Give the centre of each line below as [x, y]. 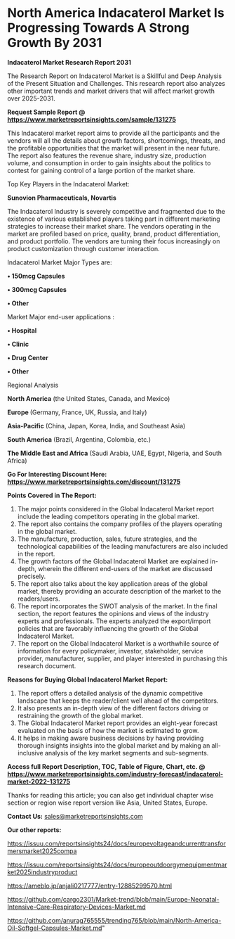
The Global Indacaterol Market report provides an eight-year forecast [117, 723]
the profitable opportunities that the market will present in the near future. [114, 148]
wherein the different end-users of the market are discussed [125, 568]
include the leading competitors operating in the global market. [108, 516]
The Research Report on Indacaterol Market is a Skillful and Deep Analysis [115, 76]
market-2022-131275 [39, 781]
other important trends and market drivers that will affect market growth [111, 91]
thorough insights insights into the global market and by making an [114, 745]
